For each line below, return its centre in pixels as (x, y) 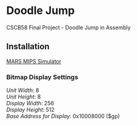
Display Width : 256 (30, 103)
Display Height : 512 (30, 110)
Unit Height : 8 (24, 97)
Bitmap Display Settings (42, 77)
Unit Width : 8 (23, 90)
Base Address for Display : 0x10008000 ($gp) (63, 116)
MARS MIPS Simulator (34, 61)
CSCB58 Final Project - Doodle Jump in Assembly (68, 27)
